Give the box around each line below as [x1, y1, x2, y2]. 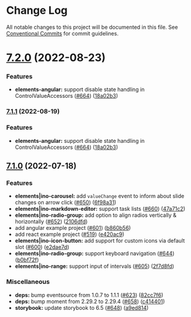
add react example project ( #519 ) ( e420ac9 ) [14, 231, 125, 238]
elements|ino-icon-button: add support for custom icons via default [14, 237, 185, 244]
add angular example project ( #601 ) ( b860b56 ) [14, 225, 131, 232]
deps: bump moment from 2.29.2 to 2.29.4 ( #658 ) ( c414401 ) [14, 298, 165, 305]
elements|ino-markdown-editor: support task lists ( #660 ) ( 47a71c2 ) [14, 205, 186, 213]
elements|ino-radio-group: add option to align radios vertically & [14, 211, 177, 219]
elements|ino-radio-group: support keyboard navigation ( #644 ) [14, 250, 175, 257]
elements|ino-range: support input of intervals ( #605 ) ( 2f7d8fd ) [14, 262, 175, 270]
